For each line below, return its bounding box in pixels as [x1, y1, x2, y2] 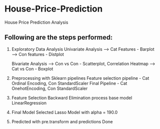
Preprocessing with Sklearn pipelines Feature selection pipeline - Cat [11, 75, 149, 81]
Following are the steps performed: [4, 33, 113, 42]
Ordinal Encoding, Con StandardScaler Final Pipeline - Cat [11, 80, 128, 86]
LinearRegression [11, 100, 47, 106]
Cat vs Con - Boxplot [11, 66, 54, 72]
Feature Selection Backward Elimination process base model [11, 95, 132, 100]
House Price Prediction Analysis [4, 19, 69, 25]
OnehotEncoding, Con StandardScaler [11, 86, 88, 91]
